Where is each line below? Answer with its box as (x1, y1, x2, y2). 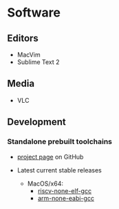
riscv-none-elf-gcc (37, 186, 91, 195)
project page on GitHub (17, 152, 84, 161)
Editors (7, 32, 39, 44)
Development (7, 116, 67, 128)
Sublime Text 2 (17, 58, 60, 66)
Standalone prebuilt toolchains (7, 137, 112, 146)
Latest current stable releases (17, 166, 102, 174)
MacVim (17, 50, 41, 59)
